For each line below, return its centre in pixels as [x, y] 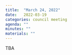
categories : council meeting [36, 19]
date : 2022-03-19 [26, 15]
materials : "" [20, 34]
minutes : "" [18, 29]
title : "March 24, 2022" [33, 10]
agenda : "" [17, 24]
